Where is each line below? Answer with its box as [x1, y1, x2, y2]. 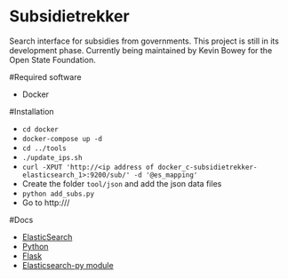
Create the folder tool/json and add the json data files [21, 178, 222, 188]
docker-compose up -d [21, 134, 102, 143]
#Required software [9, 71, 82, 82]
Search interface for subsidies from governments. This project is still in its [9, 36, 280, 46]
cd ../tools [21, 144, 67, 153]
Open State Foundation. [9, 54, 96, 65]
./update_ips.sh [21, 153, 83, 162]
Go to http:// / [21, 197, 70, 208]
